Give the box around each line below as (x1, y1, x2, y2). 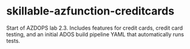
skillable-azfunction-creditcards (6, 4, 175, 18)
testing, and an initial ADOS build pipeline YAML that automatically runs (6, 30, 184, 38)
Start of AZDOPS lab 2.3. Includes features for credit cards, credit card (6, 24, 183, 31)
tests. (6, 37, 20, 44)
